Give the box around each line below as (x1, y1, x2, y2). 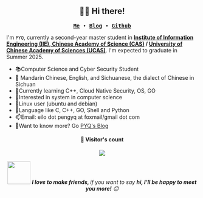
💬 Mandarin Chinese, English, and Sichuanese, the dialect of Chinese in (15, 74, 194, 81)
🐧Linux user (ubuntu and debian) (15, 100, 98, 107)
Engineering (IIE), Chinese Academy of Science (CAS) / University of (6, 40, 183, 48)
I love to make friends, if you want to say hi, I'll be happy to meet (32, 179, 197, 186)
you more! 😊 (85, 185, 119, 193)
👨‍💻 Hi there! (79, 6, 125, 16)
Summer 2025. (6, 53, 44, 60)
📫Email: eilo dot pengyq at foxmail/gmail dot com (15, 113, 140, 121)
